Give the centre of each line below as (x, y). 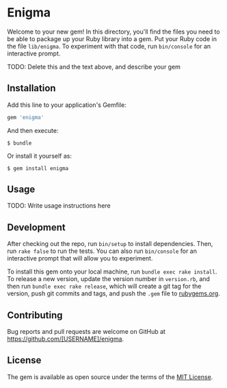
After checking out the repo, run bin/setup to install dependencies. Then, (110, 244)
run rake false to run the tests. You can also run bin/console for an (102, 251)
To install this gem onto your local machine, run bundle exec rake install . (112, 271)
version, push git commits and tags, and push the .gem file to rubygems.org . (114, 293)
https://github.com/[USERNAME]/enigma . (66, 339)
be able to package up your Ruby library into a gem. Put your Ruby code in (112, 38)
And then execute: (33, 130)
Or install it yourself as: (39, 156)
